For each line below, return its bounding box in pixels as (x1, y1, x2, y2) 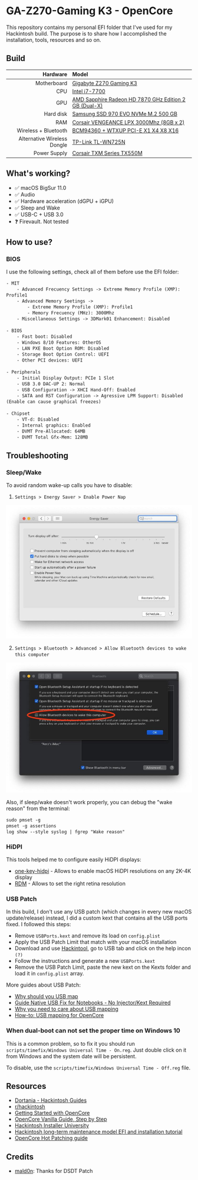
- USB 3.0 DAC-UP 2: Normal (16, 381, 85, 387)
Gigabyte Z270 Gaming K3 (72, 79, 137, 86)
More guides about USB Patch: (6, 981, 81, 989)
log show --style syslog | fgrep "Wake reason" (6, 828, 126, 835)
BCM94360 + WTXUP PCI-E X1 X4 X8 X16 (72, 127, 179, 134)
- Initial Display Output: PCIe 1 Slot (16, 375, 115, 381)
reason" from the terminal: (6, 805, 70, 812)
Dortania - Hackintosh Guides (14, 1097, 87, 1104)
